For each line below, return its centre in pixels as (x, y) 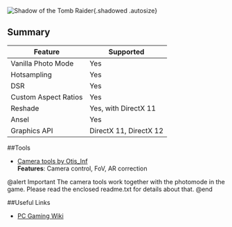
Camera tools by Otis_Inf (52, 161)
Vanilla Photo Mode (42, 63)
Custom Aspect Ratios (47, 97)
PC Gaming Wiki (40, 216)
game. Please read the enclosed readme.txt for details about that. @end (110, 189)
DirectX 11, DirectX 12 (127, 130)
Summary (29, 32)
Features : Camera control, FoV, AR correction (82, 168)
